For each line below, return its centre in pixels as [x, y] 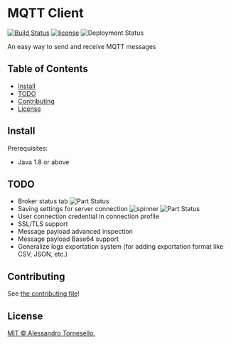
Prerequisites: [28, 148]
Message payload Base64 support [68, 239]
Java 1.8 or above [43, 162]
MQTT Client [45, 13]
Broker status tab [43, 201]
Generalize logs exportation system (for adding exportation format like [120, 247]
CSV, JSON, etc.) [43, 254]
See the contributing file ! [44, 294]
